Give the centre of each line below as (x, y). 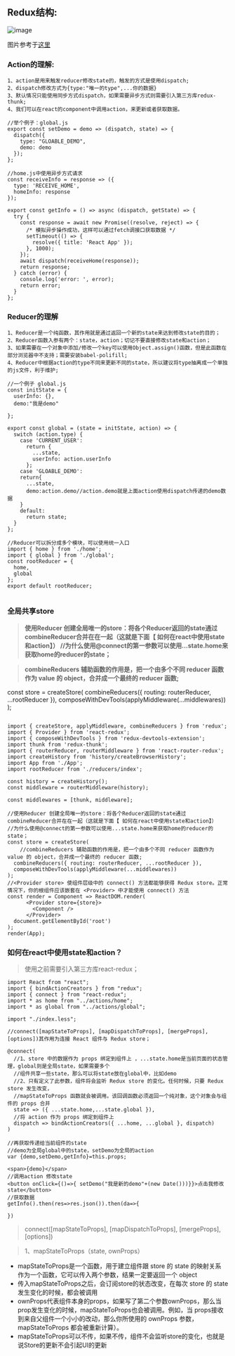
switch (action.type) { (48, 434)
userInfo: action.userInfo (72, 459)
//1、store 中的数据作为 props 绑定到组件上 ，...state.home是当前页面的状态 (118, 1059)
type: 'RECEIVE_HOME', (47, 186)
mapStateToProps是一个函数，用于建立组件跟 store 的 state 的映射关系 (119, 1266)
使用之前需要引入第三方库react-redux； (81, 969)
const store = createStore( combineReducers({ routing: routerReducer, (109, 692)
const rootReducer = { (40, 562)
